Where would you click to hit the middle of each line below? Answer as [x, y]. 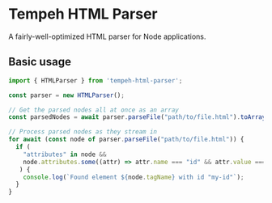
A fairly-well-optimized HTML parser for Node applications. [107, 36]
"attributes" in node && [65, 154]
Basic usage [40, 62]
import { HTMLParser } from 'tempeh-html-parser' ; [96, 80]
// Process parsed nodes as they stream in [83, 132]
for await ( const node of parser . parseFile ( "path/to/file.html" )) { [126, 140]
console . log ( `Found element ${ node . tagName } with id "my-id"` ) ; [134, 177]
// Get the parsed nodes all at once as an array [94, 110]
